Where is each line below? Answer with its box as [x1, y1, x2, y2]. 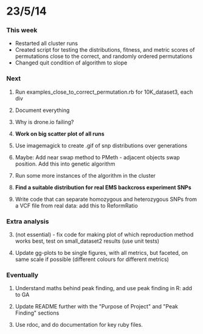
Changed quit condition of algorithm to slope [15, 59, 128, 66]
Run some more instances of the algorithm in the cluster [15, 172, 156, 179]
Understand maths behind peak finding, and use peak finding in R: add [15, 285, 193, 292]
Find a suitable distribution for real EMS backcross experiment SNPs [15, 184, 191, 191]
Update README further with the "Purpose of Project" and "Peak [15, 303, 178, 310]
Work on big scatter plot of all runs [15, 130, 105, 137]
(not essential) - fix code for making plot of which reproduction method [15, 231, 194, 238]
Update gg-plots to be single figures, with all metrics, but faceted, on [15, 249, 188, 257]
